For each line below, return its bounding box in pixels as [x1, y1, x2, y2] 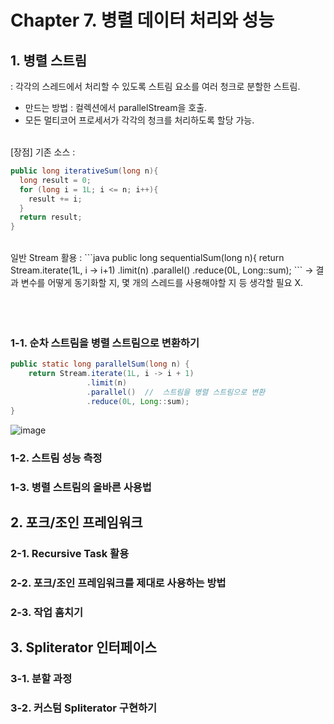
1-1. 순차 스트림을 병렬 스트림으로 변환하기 [10, 336, 200, 350]
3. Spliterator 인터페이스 [10, 639, 157, 656]
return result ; [19, 212, 83, 223]
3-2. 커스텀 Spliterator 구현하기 [10, 701, 158, 715]
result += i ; [28, 194, 83, 204]
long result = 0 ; [19, 175, 92, 185]
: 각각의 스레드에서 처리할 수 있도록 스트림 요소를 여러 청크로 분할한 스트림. [10, 81, 301, 92]
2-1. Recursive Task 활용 [10, 546, 130, 560]
